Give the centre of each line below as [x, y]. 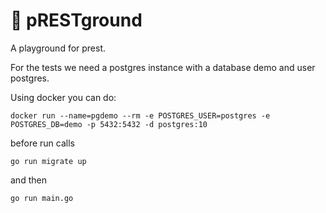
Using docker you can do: [63, 97]
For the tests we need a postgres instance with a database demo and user [163, 67]
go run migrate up [48, 161]
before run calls [42, 143]
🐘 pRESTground [76, 20]
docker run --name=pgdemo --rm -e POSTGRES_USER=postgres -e [140, 115]
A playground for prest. [58, 48]
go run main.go [42, 198]
